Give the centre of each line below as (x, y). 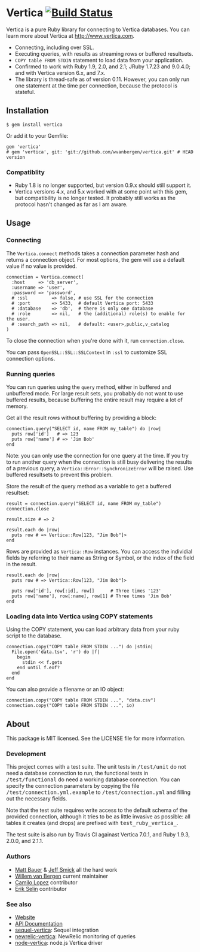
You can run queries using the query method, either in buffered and (89, 387)
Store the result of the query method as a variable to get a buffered (89, 486)
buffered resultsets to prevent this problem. (60, 475)
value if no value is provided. (42, 266)
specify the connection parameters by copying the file (73, 786)
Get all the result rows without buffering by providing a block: (81, 418)
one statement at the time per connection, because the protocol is (96, 85)
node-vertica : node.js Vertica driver (59, 943)
